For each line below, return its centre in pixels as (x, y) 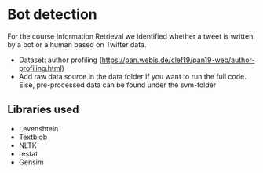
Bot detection (52, 15)
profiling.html (40, 68)
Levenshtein (38, 128)
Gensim (31, 162)
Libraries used (43, 110)
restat (28, 153)
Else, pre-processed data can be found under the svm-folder (117, 85)
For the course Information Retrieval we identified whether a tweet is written (130, 36)
